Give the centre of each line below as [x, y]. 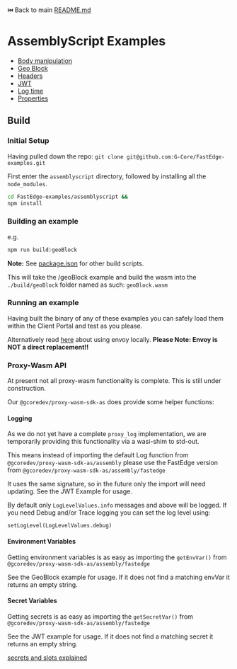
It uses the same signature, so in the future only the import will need [106, 484]
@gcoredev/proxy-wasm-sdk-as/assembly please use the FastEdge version [112, 463]
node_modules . [27, 183]
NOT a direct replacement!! [48, 347]
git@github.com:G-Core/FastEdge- [175, 157]
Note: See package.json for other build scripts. [76, 263]
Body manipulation [45, 61]
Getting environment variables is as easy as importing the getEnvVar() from [117, 557]
